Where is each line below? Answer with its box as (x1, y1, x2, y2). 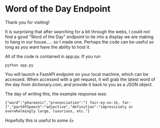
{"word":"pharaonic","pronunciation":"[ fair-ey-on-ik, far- (5, 100, 131, 105)
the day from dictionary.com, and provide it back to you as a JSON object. (5, 81, 153, 87)
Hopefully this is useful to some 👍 (5, 117, 74, 123)
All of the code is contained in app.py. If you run (5, 53, 101, 59)
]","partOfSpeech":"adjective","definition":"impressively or (5, 104, 133, 109)
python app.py (5, 63, 34, 68)
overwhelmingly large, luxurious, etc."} (5, 109, 90, 114)
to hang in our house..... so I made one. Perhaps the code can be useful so (5, 39, 154, 44)
